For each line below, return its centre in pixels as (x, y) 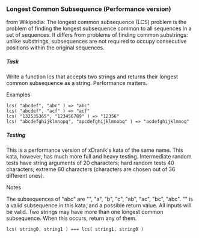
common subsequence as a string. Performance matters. (77, 83)
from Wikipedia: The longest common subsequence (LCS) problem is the (96, 22)
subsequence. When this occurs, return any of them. (72, 218)
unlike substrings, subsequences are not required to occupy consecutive (96, 42)
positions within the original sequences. (56, 48)
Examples (18, 95)
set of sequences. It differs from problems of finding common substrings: (97, 35)
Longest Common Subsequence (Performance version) (89, 9)
